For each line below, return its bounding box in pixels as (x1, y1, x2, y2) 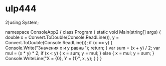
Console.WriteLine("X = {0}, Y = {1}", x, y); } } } (5, 55, 102, 61)
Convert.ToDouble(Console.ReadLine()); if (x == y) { (5, 39, 113, 45)
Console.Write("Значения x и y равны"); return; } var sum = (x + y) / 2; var (5, 45, 160, 51)
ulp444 (5, 3, 37, 14)
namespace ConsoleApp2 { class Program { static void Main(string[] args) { (5, 29, 161, 35)
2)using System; (5, 19, 39, 25)
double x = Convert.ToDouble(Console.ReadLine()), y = (5, 34, 119, 40)
